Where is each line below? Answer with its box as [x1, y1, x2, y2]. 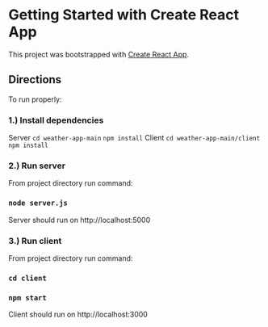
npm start [8, 293, 47, 302]
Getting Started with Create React [8, 6, 240, 24]
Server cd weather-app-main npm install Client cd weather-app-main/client [8, 133, 261, 143]
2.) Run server [8, 160, 66, 171]
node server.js [8, 199, 69, 208]
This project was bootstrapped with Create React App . [8, 49, 190, 59]
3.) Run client [8, 235, 62, 246]
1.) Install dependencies [8, 115, 104, 126]
